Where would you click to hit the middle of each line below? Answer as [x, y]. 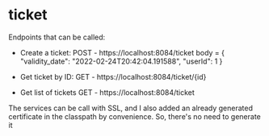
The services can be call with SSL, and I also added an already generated [130, 108]
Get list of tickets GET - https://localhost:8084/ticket [107, 92]
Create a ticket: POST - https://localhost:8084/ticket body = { [122, 52]
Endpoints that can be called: [57, 37]
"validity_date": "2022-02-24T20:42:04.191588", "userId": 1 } [121, 61]
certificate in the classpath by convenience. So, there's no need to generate [134, 116]
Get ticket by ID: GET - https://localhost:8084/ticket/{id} [113, 76]
